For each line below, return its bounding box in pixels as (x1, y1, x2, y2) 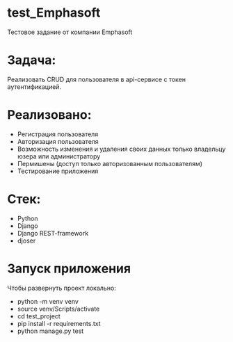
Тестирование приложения (17, 167, 99, 175)
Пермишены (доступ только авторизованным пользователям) (17, 159, 203, 168)
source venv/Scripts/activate (17, 304, 100, 313)
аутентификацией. (7, 82, 61, 91)
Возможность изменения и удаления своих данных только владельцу (17, 145, 226, 153)
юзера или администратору (17, 152, 101, 161)
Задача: (7, 52, 56, 68)
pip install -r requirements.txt (17, 319, 101, 327)
